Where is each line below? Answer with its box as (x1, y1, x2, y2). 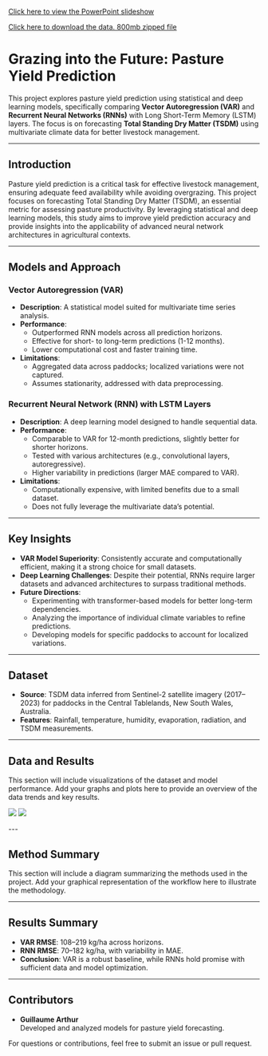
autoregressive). (31, 459, 86, 469)
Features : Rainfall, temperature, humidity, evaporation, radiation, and (19, 715, 247, 725)
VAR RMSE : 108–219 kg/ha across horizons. (19, 937, 164, 947)
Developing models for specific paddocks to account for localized (31, 629, 249, 639)
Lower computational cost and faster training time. (31, 345, 198, 354)
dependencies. (31, 604, 81, 613)
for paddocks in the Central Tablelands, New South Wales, (41, 698, 234, 708)
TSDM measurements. (19, 723, 94, 733)
